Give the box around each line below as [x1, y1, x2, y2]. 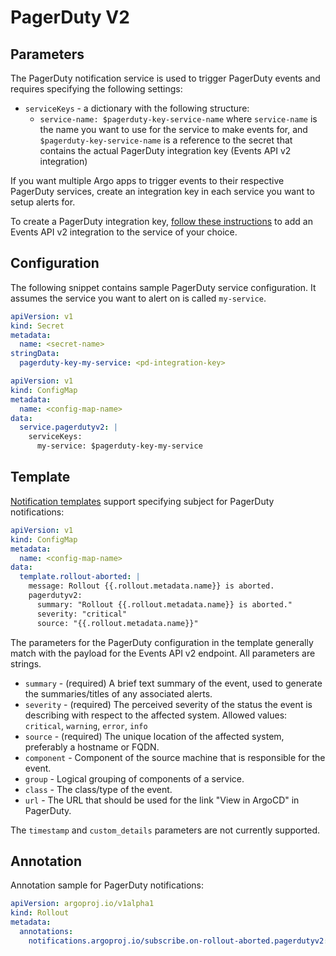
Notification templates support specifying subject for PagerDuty [10, 495, 275, 507]
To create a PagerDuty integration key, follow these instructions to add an [10, 216, 313, 227]
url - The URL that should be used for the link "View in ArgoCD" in [24, 794, 300, 806]
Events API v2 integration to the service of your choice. [10, 226, 238, 238]
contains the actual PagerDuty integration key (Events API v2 [39, 145, 292, 156]
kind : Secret [10, 321, 65, 331]
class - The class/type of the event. [24, 783, 173, 795]
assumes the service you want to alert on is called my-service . [10, 292, 267, 304]
